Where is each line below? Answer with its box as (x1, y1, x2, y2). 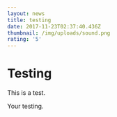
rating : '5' (7, 36, 42, 43)
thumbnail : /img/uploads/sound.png (7, 29, 111, 37)
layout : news (7, 10, 45, 17)
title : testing (7, 17, 52, 24)
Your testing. (7, 102, 44, 111)
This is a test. (7, 89, 46, 97)
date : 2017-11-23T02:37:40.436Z (7, 23, 101, 30)
